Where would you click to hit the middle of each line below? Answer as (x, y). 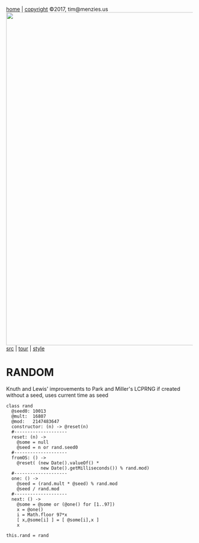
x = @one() (30, 509)
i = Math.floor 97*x (42, 515)
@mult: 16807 (29, 416)
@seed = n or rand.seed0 (47, 447)
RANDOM (30, 372)
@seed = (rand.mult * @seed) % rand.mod (67, 483)
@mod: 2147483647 (36, 421)
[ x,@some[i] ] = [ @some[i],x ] (58, 520)
